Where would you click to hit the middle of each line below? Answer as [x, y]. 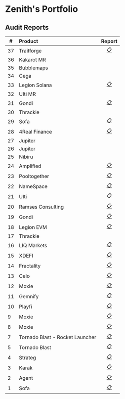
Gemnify [29, 296]
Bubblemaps [34, 68]
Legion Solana [36, 85]
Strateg [27, 357]
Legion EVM [33, 227]
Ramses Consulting [42, 207]
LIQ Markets [33, 245]
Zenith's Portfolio [42, 9]
